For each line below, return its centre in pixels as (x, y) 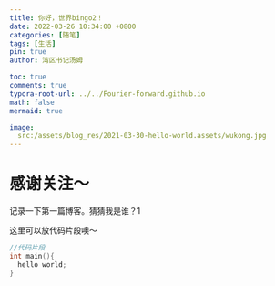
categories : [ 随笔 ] (45, 35)
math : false (32, 102)
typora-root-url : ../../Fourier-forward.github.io (107, 94)
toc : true (28, 77)
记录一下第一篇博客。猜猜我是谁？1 (75, 211)
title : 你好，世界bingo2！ (56, 18)
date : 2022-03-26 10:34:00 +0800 (73, 26)
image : (22, 127)
